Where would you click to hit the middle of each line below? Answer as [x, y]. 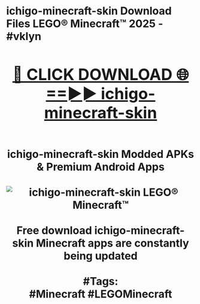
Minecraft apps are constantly [113, 243]
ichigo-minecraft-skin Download [89, 11]
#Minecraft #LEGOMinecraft [101, 294]
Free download [54, 230]
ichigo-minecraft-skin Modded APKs [101, 154]
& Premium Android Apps [101, 167]
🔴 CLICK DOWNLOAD [92, 74]
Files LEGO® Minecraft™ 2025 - [85, 24]
